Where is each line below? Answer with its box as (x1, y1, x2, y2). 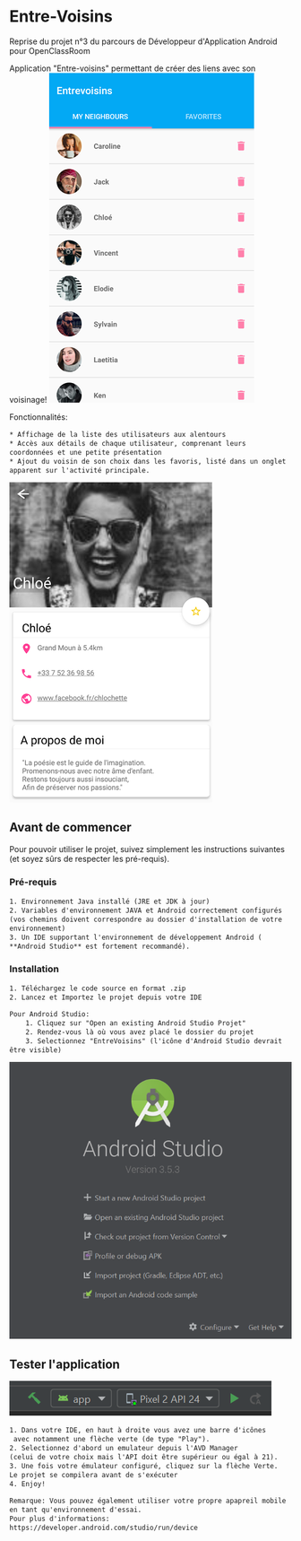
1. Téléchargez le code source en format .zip (9, 984, 186, 993)
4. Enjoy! (9, 1480, 47, 1489)
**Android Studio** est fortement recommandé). (9, 942, 191, 952)
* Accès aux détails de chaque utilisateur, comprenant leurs (9, 439, 246, 448)
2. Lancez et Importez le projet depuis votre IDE (9, 993, 202, 1002)
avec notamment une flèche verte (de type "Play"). (13, 1435, 211, 1444)
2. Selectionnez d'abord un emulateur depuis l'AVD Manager (9, 1444, 239, 1453)
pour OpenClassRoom (9, 45, 91, 56)
